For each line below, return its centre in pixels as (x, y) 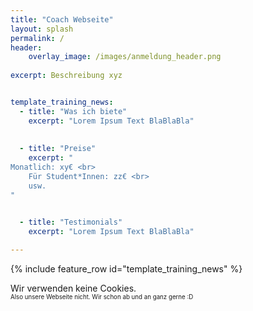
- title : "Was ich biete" (73, 111)
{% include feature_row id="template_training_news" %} (126, 269)
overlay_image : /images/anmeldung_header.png (125, 57)
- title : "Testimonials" (71, 222)
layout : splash (42, 29)
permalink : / (37, 38)
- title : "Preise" (58, 149)
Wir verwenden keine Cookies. (73, 288)
